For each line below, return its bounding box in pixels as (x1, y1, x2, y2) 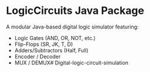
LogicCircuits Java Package (6, 4, 145, 17)
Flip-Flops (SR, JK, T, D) (14, 41, 73, 48)
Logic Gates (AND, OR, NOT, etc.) (14, 34, 96, 41)
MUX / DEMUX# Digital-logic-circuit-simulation (14, 59, 129, 66)
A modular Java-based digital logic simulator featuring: (6, 23, 139, 30)
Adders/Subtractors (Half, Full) (14, 46, 89, 53)
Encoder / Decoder (14, 53, 61, 60)
